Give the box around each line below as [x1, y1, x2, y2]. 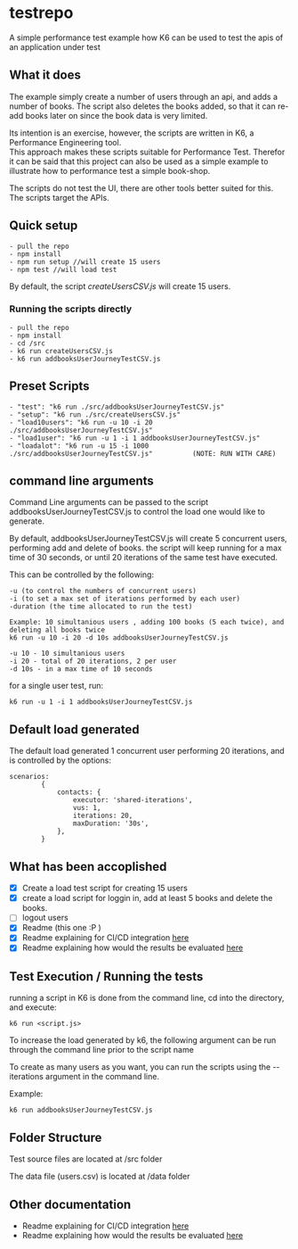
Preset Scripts [9, 378, 91, 394]
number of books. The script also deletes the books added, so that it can [9, 101, 276, 112]
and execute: [9, 1002, 57, 1013]
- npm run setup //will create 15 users [9, 257, 162, 266]
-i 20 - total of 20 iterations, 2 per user [9, 657, 177, 666]
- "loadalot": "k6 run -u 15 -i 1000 [9, 441, 149, 451]
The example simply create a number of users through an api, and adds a [9, 91, 278, 102]
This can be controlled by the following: [9, 569, 154, 580]
